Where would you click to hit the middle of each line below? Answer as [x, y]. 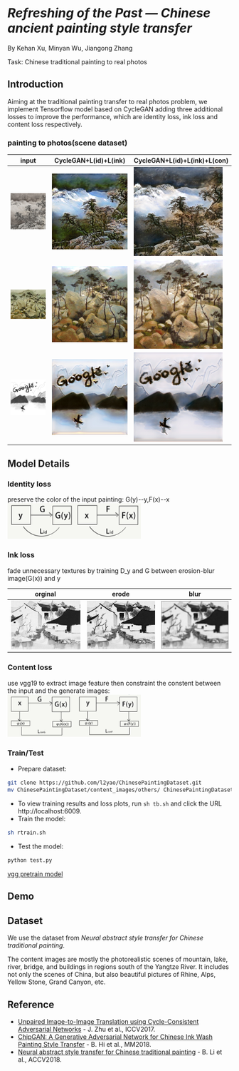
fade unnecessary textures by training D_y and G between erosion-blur [111, 570]
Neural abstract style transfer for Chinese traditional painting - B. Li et [120, 1052]
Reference [31, 1004]
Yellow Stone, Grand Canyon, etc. [57, 982]
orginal [45, 594]
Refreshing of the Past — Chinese [109, 13]
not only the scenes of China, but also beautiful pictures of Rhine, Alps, [111, 975]
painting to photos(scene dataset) [68, 143]
